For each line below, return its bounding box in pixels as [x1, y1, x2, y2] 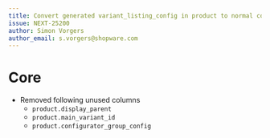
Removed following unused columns [19, 95, 141, 105]
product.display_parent [31, 105, 112, 113]
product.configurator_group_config [31, 122, 151, 131]
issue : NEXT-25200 [8, 19, 70, 27]
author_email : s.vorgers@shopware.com [8, 34, 138, 43]
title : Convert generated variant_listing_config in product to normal [8, 11, 253, 20]
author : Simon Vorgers [8, 26, 84, 34]
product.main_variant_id [31, 114, 116, 122]
